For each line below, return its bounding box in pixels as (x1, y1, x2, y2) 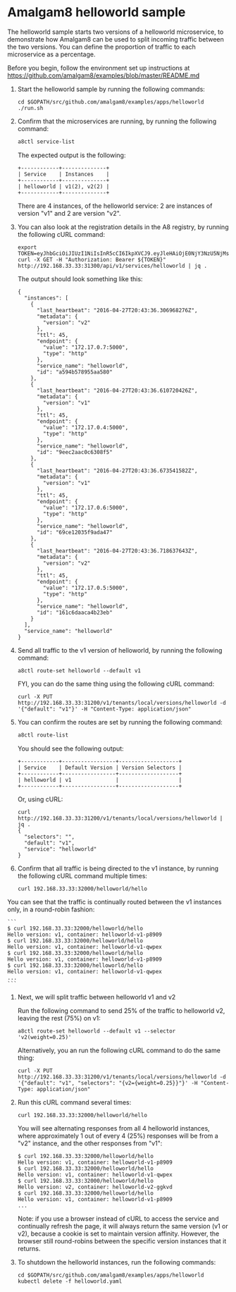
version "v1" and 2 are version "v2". (17, 209, 121, 217)
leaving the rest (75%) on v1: (17, 1014, 101, 1022)
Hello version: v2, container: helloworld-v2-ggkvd (17, 1183, 173, 1191)
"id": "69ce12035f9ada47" (36, 529, 113, 536)
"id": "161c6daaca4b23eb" (36, 609, 113, 616)
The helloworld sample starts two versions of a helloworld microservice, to (7, 27, 224, 36)
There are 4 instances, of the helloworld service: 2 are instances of (17, 202, 213, 210)
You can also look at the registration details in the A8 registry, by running (17, 223, 229, 231)
